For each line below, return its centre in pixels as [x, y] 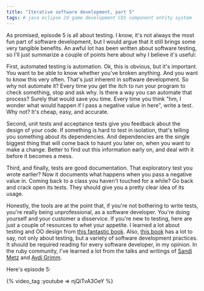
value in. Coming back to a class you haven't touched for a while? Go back [100, 181]
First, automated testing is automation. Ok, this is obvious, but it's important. [102, 66]
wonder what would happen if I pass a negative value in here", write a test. [100, 105]
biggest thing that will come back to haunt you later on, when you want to [98, 143]
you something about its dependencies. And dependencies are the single [98, 136]
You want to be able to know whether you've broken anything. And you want [102, 73]
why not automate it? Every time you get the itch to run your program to [96, 85]
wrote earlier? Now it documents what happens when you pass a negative [99, 174]
